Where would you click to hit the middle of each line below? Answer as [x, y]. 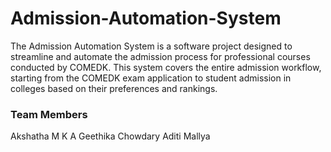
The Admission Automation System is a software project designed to [151, 46]
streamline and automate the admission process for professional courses [160, 56]
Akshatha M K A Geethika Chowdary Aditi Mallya [110, 136]
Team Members [49, 114]
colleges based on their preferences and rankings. [114, 88]
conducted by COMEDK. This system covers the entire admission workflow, [166, 67]
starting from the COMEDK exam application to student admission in [151, 78]
